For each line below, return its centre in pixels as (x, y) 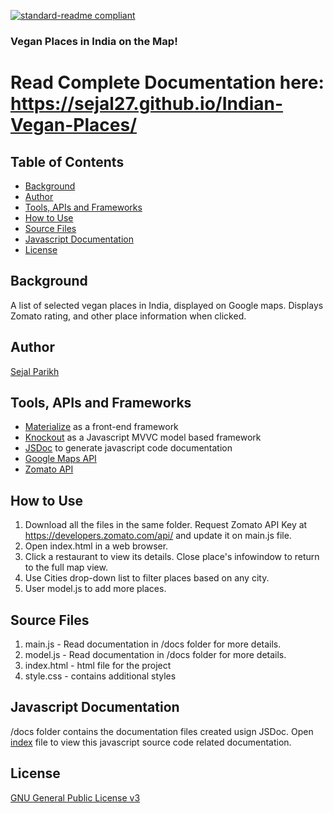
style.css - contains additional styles (100, 676)
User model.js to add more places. (95, 589)
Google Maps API (60, 459)
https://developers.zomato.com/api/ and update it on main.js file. (158, 536)
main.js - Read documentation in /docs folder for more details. (153, 644)
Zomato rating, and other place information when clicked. (128, 316)
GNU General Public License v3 (75, 797)
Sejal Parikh (35, 371)
